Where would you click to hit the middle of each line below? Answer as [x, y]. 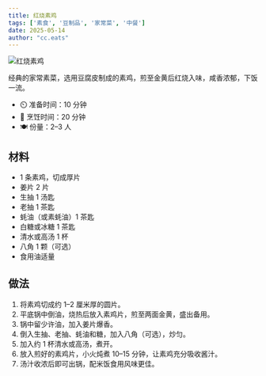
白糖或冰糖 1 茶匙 [47, 227]
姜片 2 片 [34, 188]
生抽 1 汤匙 [37, 197]
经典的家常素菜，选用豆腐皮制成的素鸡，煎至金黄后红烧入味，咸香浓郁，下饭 [133, 78]
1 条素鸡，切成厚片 [50, 177]
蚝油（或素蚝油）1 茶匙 [57, 217]
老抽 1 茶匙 [37, 207]
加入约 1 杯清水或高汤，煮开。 [68, 344]
